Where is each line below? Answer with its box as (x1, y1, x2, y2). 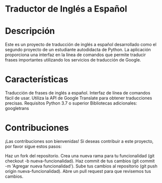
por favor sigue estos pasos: (5, 144, 62, 149)
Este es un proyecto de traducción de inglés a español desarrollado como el (5, 42, 157, 47)
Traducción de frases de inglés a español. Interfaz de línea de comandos (5, 90, 151, 96)
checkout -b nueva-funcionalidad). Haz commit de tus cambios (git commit (5, 158, 155, 164)
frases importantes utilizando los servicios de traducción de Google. (5, 57, 141, 63)
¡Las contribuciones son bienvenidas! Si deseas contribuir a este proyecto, (5, 138, 154, 144)
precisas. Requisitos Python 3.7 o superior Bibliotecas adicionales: (5, 100, 137, 106)
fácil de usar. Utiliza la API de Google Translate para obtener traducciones (5, 95, 152, 101)
